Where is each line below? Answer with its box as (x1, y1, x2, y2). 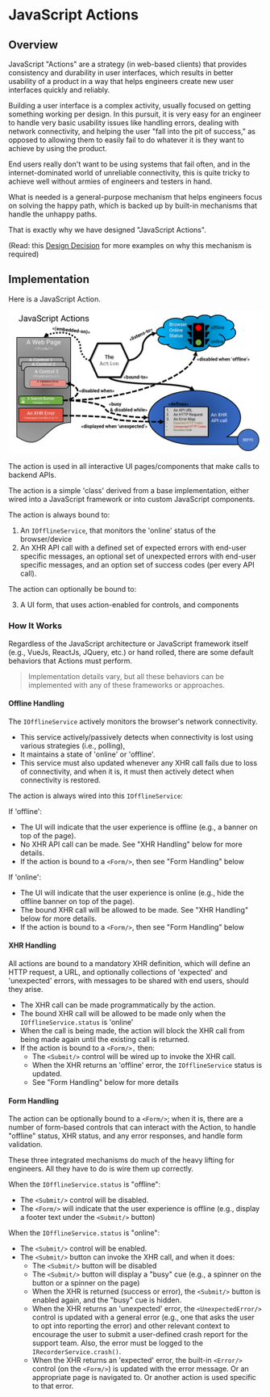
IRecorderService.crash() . (31, 1347, 122, 1357)
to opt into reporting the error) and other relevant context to (31, 1321, 231, 1331)
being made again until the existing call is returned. (19, 1035, 190, 1045)
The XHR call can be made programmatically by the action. (19, 1000, 216, 1010)
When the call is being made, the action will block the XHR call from (19, 1026, 245, 1036)
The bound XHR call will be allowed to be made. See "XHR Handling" (19, 905, 248, 914)
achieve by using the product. (8, 144, 107, 153)
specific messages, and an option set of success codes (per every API (19, 560, 255, 570)
